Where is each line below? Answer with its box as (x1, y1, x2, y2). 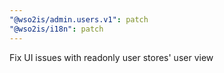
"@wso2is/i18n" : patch (9, 24, 104, 34)
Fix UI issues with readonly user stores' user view (9, 51, 214, 63)
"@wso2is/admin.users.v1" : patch (9, 14, 149, 25)
